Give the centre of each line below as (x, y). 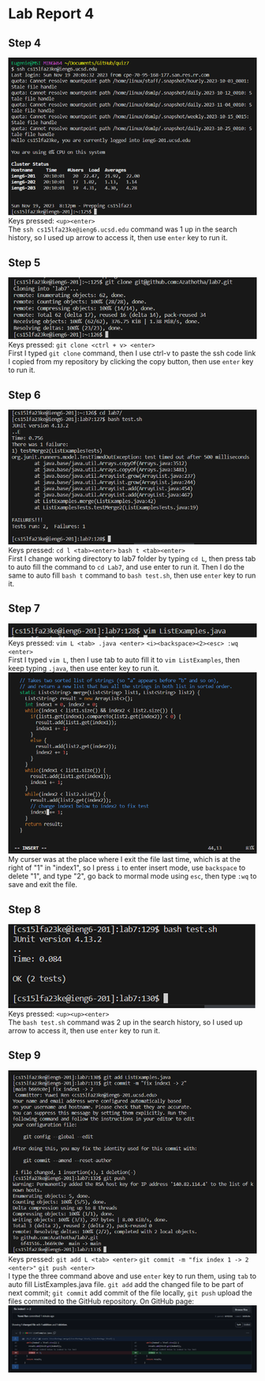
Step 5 (24, 263)
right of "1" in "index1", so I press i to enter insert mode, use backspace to (127, 868)
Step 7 (24, 609)
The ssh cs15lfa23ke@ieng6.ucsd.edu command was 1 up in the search (123, 229)
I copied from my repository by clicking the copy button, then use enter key (131, 362)
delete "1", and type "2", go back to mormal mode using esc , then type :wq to (132, 876)
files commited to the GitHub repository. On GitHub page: (101, 1301)
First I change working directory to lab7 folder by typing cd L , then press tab (132, 559)
